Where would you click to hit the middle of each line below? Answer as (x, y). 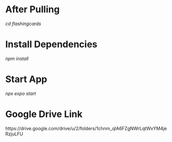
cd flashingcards (23, 24)
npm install (17, 58)
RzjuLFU (14, 134)
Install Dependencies (51, 44)
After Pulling (33, 9)
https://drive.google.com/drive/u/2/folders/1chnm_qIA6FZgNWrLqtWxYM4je (86, 128)
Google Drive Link (44, 114)
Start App (26, 79)
